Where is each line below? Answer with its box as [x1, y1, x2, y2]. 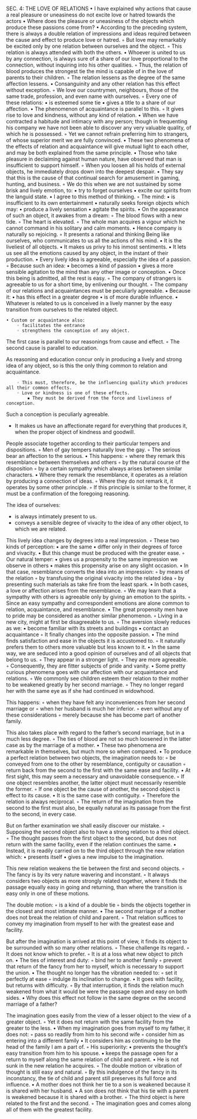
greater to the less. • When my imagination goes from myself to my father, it [6, 1025, 191, 1032]
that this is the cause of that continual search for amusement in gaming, [6, 174, 181, 181]
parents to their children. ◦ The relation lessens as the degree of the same [6, 74, 185, 81]
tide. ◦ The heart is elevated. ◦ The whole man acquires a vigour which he [6, 218, 185, 225]
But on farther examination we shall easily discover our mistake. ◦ [6, 822, 165, 829]
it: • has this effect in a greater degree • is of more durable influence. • [6, 293, 178, 300]
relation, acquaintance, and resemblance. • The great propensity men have [6, 606, 188, 613]
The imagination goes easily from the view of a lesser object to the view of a [6, 1012, 191, 1019]
